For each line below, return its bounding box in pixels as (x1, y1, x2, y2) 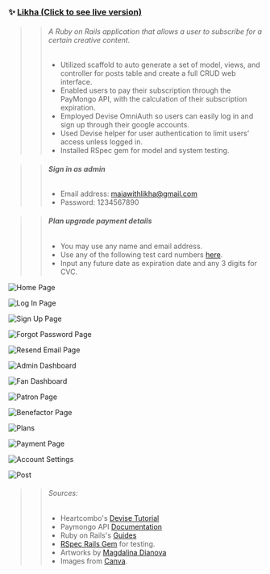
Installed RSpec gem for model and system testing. (60, 146, 230, 156)
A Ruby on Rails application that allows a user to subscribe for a (48, 27, 263, 36)
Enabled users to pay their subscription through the (60, 85, 231, 95)
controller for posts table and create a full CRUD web (60, 69, 236, 78)
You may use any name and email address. (60, 241, 203, 251)
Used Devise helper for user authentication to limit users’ (60, 128, 250, 139)
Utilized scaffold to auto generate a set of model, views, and (60, 60, 260, 70)
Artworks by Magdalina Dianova (60, 547, 167, 557)
